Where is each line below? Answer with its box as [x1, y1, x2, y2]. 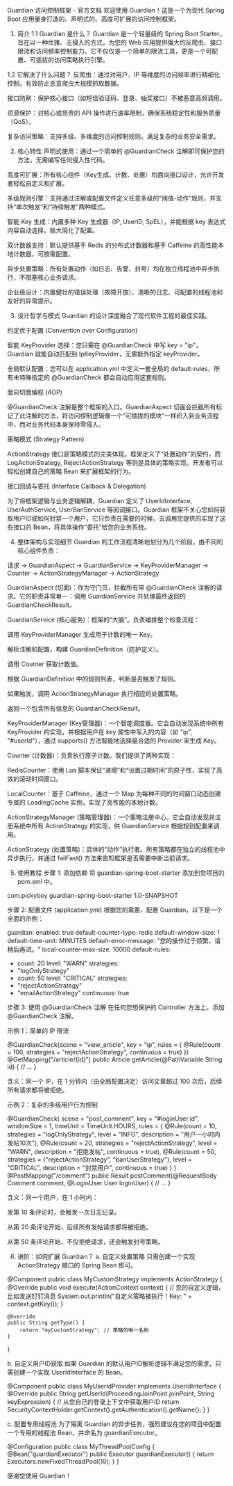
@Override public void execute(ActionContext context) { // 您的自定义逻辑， [7, 1283, 225, 1291]
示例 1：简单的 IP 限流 [7, 1027, 69, 1035]
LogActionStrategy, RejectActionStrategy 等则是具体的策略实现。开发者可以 [7, 459, 223, 466]
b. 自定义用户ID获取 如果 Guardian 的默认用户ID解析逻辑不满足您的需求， [7, 1359, 216, 1368]
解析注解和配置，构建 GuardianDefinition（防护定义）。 [7, 645, 163, 653]
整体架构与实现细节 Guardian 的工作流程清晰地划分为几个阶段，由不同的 [17, 538, 223, 546]
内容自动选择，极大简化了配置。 [7, 226, 98, 235]
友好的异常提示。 [7, 297, 56, 305]
